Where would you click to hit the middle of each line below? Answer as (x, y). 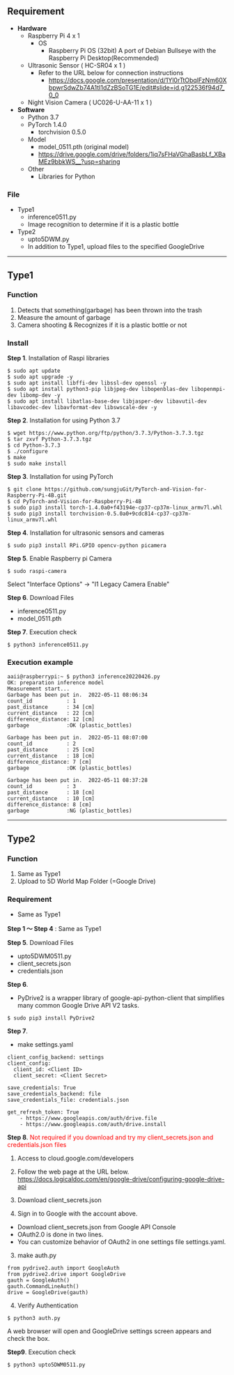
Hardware (32, 28)
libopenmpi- (209, 390)
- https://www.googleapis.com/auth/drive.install (93, 1125)
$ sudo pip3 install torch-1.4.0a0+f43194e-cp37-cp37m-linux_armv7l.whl (115, 508)
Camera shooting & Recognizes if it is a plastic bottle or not (102, 325)
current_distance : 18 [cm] (51, 756)
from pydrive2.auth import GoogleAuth (63, 1268)
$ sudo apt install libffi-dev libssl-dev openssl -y (87, 383)
